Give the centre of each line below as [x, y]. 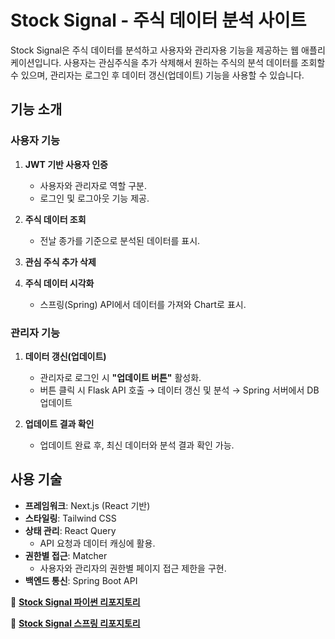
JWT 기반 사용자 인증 [66, 164]
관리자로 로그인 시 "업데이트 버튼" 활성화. [120, 377]
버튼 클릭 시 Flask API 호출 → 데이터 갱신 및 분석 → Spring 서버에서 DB [179, 390]
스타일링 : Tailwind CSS [70, 518]
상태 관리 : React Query [70, 530]
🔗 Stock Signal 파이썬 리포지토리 [75, 602]
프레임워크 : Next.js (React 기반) [87, 505]
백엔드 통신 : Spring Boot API [81, 580]
